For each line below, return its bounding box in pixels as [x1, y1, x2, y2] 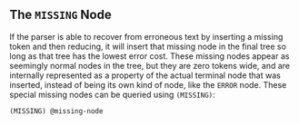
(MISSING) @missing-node [9, 106, 104, 116]
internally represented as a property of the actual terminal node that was [9, 70, 282, 81]
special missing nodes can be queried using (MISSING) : [9, 89, 215, 100]
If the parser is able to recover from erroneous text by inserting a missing [9, 31, 284, 42]
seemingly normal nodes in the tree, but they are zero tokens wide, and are [9, 60, 291, 71]
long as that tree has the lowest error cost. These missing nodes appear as [9, 50, 290, 62]
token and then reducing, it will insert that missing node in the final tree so [9, 41, 286, 52]
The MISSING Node [9, 7, 112, 23]
